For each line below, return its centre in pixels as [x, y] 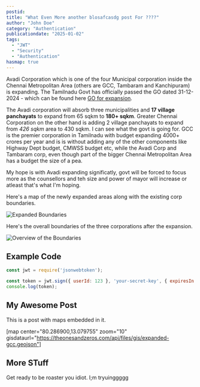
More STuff [28, 363]
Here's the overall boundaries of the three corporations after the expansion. [99, 226]
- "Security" [28, 51]
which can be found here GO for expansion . [79, 98]
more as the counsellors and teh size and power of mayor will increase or [97, 179]
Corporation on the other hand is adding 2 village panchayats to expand [95, 122]
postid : [16, 12]
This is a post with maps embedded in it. [56, 320]
